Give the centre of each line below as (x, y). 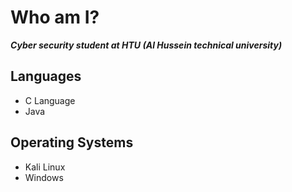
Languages (46, 76)
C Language (50, 100)
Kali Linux (45, 167)
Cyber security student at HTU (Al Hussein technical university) (146, 45)
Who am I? (55, 17)
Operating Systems (72, 142)
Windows (44, 177)
